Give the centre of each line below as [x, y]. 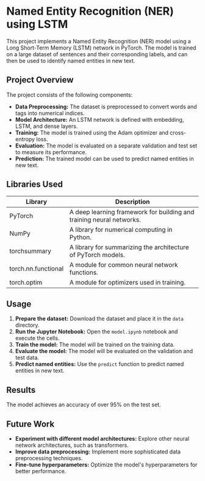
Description [132, 201]
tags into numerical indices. [50, 113]
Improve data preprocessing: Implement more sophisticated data [98, 452]
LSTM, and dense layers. [46, 126]
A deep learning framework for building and [132, 212]
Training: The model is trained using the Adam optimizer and [92, 132]
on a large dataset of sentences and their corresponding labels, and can [97, 54]
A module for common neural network [124, 264]
